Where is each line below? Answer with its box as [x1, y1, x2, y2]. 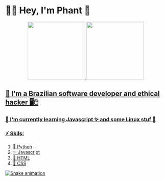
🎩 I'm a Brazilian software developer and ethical [5, 89, 160, 98]
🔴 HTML [12, 154, 30, 161]
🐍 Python [12, 143, 32, 150]
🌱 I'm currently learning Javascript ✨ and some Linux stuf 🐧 [5, 116, 156, 123]
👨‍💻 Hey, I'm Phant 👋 [5, 5, 90, 16]
